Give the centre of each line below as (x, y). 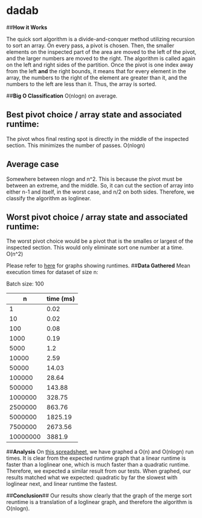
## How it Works (27, 27)
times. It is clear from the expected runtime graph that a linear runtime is (96, 458)
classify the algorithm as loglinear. (49, 198)
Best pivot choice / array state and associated (94, 115)
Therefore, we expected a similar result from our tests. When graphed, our (99, 471)
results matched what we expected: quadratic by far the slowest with (92, 477)
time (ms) (61, 299)
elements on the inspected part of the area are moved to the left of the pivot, (101, 51)
